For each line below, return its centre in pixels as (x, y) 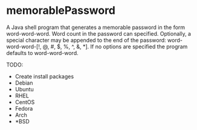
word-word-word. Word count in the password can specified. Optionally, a (99, 33)
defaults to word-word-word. (42, 53)
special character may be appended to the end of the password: (86, 40)
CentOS (25, 102)
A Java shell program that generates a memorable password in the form (96, 27)
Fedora (24, 108)
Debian (24, 83)
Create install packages (44, 76)
